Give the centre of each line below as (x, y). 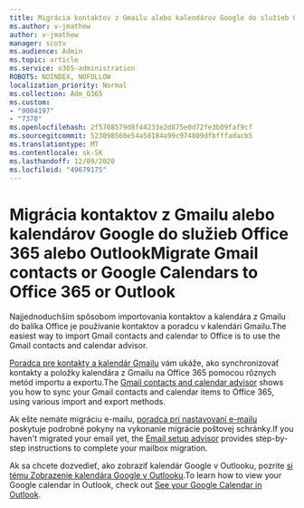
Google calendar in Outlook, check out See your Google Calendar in (136, 485)
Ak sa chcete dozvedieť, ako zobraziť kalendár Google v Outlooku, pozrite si (151, 466)
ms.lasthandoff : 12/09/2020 (62, 161)
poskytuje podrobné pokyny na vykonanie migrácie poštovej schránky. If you (152, 429)
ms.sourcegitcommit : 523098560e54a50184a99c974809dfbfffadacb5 (131, 136)
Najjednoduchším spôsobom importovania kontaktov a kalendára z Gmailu (148, 317)
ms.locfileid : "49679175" (58, 170)
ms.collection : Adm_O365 (56, 93)
